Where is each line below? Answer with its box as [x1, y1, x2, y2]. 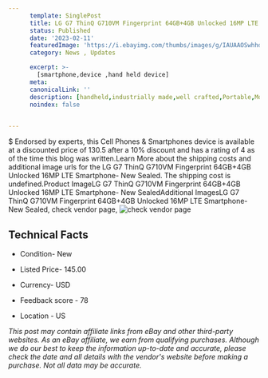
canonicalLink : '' [29, 86, 91, 94]
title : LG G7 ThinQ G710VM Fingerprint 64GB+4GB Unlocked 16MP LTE [29, 19, 259, 27]
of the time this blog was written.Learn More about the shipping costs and [8, 153, 251, 164]
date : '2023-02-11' [29, 34, 94, 42]
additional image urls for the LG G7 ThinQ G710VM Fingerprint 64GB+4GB [8, 162, 251, 172]
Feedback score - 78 [19, 295, 89, 304]
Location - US [19, 311, 66, 320]
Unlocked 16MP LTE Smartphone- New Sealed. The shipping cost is [8, 171, 231, 181]
